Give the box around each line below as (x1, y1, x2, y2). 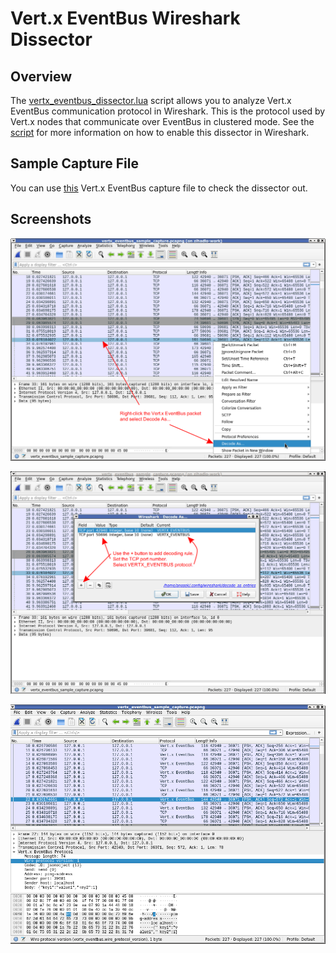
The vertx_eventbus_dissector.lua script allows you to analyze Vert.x (10, 95, 292, 106)
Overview (10, 68, 73, 85)
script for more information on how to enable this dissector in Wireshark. (10, 127, 310, 138)
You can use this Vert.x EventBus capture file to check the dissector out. (10, 182, 308, 194)
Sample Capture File (10, 155, 139, 172)
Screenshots (10, 211, 92, 228)
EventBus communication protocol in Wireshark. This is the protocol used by (10, 105, 326, 117)
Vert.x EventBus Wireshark (10, 7, 241, 30)
